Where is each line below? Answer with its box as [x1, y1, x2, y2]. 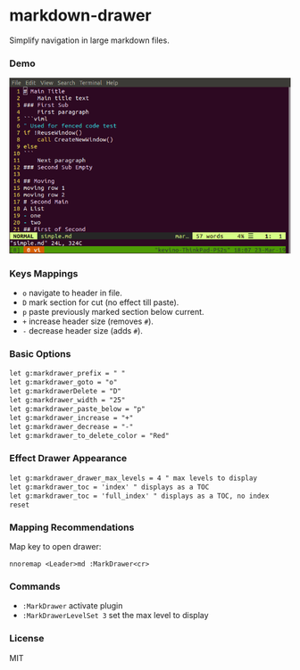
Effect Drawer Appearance [9, 452, 128, 465]
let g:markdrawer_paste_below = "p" [9, 405, 146, 414]
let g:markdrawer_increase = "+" [9, 414, 134, 423]
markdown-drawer [9, 5, 152, 26]
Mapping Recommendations [9, 521, 135, 534]
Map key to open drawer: [9, 541, 102, 551]
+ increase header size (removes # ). [21, 316, 154, 327]
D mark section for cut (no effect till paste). [21, 297, 179, 308]
